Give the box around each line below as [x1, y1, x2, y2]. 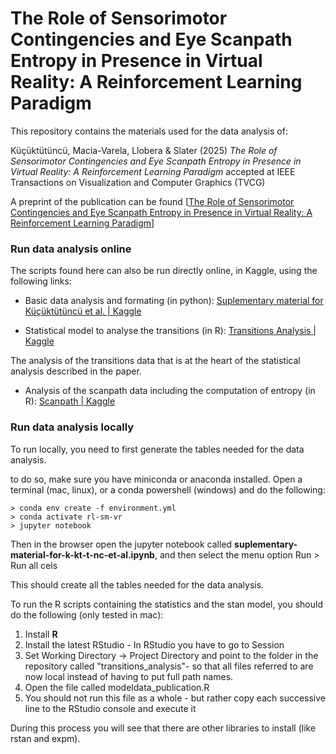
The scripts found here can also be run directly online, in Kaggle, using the [10, 265, 318, 277]
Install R [24, 628, 58, 640]
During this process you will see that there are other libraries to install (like [10, 722, 317, 734]
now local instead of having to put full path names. [24, 670, 234, 682]
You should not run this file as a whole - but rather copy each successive [24, 692, 326, 704]
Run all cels [10, 559, 58, 571]
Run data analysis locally [10, 420, 135, 434]
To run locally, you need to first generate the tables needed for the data [10, 443, 305, 455]
